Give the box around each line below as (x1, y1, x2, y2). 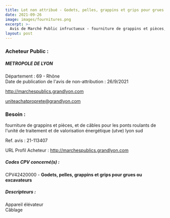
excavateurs (5, 177, 32, 183)
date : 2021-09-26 (5, 12, 42, 17)
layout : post (5, 31, 33, 36)
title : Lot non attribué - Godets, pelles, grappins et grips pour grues (5, 7, 164, 13)
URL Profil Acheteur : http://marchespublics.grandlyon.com (5, 148, 129, 154)
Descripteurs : (5, 189, 36, 195)
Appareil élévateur (5, 201, 44, 208)
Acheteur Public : (5, 48, 49, 55)
